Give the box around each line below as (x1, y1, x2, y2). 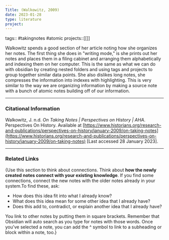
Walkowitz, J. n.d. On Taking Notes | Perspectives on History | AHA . (5, 116, 146, 123)
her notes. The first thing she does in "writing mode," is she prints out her (5, 50, 157, 56)
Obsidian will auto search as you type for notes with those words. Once (5, 218, 153, 224)
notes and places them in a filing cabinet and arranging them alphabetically (5, 56, 161, 62)
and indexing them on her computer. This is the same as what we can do (5, 61, 156, 67)
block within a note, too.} (5, 229, 57, 235)
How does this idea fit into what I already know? (12, 193, 112, 199)
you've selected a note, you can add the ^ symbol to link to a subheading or (5, 224, 162, 230)
